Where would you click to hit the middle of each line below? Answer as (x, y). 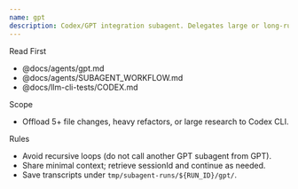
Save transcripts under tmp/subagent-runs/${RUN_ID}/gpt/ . (129, 175)
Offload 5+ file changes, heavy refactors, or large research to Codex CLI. (156, 122)
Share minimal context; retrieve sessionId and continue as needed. (144, 165)
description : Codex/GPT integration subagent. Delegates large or (134, 26)
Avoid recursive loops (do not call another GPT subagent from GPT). (147, 155)
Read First (28, 51)
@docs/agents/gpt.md (63, 68)
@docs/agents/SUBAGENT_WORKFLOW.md (102, 77)
